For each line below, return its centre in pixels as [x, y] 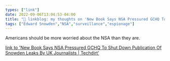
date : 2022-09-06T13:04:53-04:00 [40, 14]
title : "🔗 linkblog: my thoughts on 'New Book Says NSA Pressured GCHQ [82, 19]
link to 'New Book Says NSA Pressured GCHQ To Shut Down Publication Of [83, 47]
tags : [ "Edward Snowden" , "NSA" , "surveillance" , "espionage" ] [70, 24]
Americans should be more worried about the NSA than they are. [73, 38]
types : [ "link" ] [22, 10]
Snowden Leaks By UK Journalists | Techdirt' [52, 53]
